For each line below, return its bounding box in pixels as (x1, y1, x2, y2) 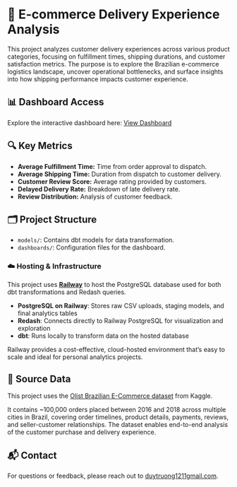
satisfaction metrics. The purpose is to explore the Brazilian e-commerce (7, 59, 219, 68)
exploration (17, 324, 51, 332)
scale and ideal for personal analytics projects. (7, 353, 143, 361)
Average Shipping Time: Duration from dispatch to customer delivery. (17, 170, 222, 178)
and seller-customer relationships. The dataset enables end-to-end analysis (7, 421, 228, 429)
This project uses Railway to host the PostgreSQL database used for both (7, 280, 221, 288)
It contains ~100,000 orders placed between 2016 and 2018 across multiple (7, 406, 226, 414)
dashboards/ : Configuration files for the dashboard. (17, 243, 166, 252)
